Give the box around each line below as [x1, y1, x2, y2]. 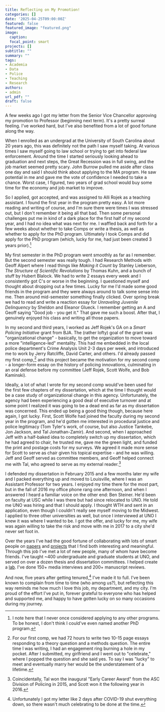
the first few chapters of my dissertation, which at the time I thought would [5, 387, 156, 393]
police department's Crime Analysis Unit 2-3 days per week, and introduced [5, 345, 160, 351]
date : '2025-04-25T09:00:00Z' [5, 16, 67, 21]
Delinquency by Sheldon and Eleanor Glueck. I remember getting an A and [5, 304, 156, 310]
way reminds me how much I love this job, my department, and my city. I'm [5, 585, 157, 591]
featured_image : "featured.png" [5, 26, 71, 31]
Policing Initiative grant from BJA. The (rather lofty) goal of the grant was [5, 329, 153, 335]
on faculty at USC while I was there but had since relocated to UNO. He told [5, 497, 158, 503]
